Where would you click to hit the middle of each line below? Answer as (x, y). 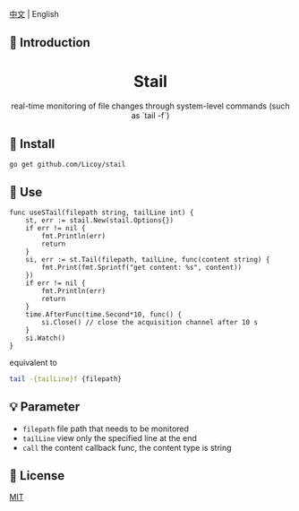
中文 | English (34, 14)
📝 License (37, 476)
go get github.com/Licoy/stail (68, 165)
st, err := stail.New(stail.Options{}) (100, 220)
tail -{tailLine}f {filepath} (66, 379)
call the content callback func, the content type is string (127, 447)
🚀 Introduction (50, 43)
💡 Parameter (45, 407)
